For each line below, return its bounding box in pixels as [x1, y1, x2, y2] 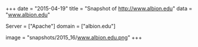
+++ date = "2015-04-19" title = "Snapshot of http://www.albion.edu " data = [5, 5, 193, 12]
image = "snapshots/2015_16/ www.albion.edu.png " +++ [5, 34, 142, 41]
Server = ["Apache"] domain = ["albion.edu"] [5, 23, 116, 29]
